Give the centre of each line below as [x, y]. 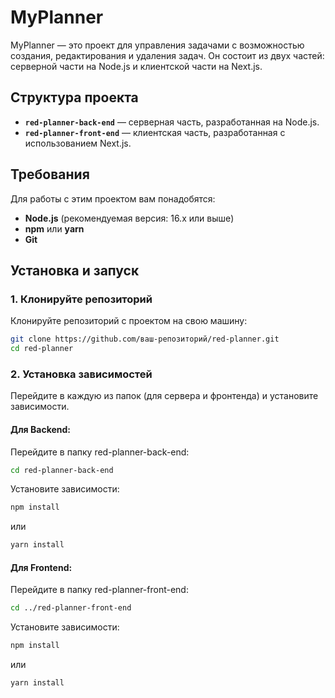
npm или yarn [54, 228]
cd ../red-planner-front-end [71, 608]
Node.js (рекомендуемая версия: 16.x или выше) [129, 218]
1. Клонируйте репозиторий [81, 299]
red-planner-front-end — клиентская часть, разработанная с [155, 132]
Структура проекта [74, 97]
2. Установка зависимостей [81, 374]
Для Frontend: [41, 567]
